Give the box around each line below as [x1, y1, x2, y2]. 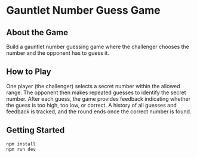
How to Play [6, 67, 52, 77]
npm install [6, 141, 36, 147]
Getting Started [6, 125, 65, 135]
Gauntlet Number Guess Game [6, 4, 161, 17]
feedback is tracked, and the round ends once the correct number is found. [6, 108, 192, 115]
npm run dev [6, 146, 36, 152]
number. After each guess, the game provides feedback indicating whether [6, 95, 191, 102]
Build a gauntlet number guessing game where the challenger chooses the [6, 43, 189, 50]
